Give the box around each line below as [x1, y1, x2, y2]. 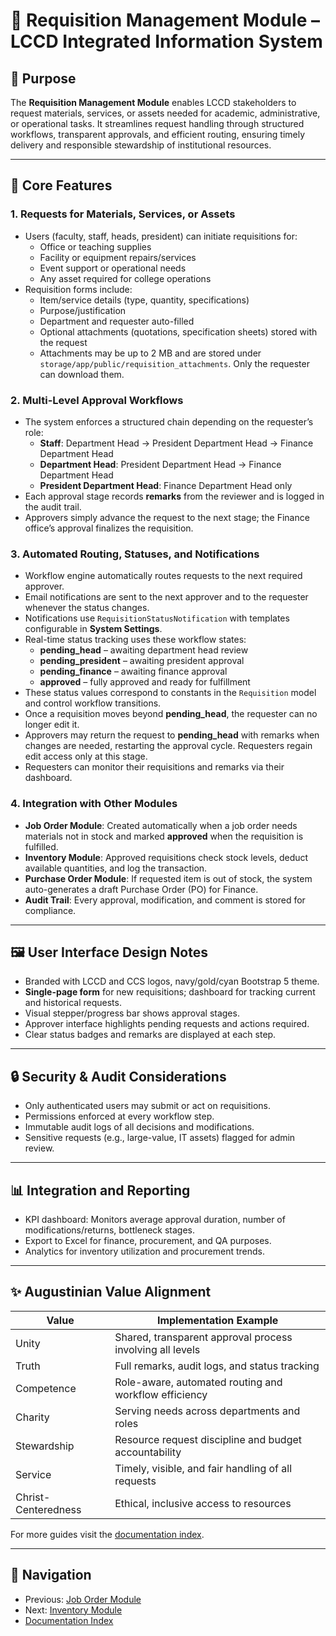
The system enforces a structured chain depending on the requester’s [24, 415, 314, 428]
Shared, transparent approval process [114, 1330, 293, 1344]
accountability [114, 1445, 182, 1459]
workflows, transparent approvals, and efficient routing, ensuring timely [10, 129, 306, 140]
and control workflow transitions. [24, 697, 162, 709]
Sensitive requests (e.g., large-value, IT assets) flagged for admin [24, 1132, 296, 1144]
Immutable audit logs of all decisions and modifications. [24, 1121, 255, 1133]
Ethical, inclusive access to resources [114, 1496, 292, 1510]
